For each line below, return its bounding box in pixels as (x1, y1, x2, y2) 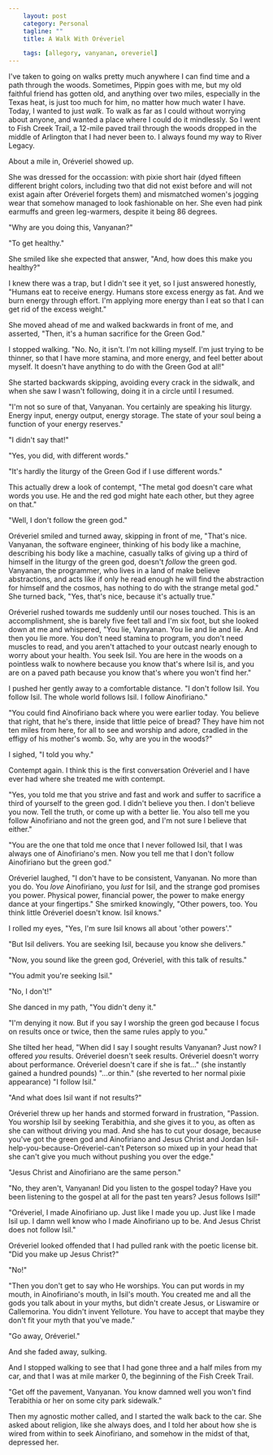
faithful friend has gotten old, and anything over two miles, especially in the (8, 89, 261, 98)
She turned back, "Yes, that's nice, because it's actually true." (8, 591, 215, 602)
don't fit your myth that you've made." (8, 1315, 136, 1326)
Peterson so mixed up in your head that (125, 1144, 258, 1153)
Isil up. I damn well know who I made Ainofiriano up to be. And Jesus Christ (8, 1217, 262, 1226)
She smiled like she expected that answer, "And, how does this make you (8, 254, 253, 264)
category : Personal (23, 20, 89, 28)
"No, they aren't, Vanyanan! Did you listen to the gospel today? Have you (8, 1183, 252, 1193)
